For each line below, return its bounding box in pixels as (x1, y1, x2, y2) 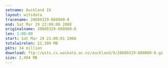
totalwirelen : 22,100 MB (5, 41, 58, 46)
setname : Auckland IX (5, 7, 52, 13)
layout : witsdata (5, 12, 42, 17)
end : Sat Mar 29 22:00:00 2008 (5, 21, 72, 27)
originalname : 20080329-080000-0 (5, 27, 77, 32)
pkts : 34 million (5, 46, 42, 51)
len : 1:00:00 (5, 31, 33, 36)
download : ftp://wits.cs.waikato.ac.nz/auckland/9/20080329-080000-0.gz (5, 50, 163, 55)
